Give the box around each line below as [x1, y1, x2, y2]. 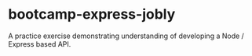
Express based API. [8, 39, 71, 48]
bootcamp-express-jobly [8, 5, 176, 23]
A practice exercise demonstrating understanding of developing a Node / [8, 31, 245, 40]
